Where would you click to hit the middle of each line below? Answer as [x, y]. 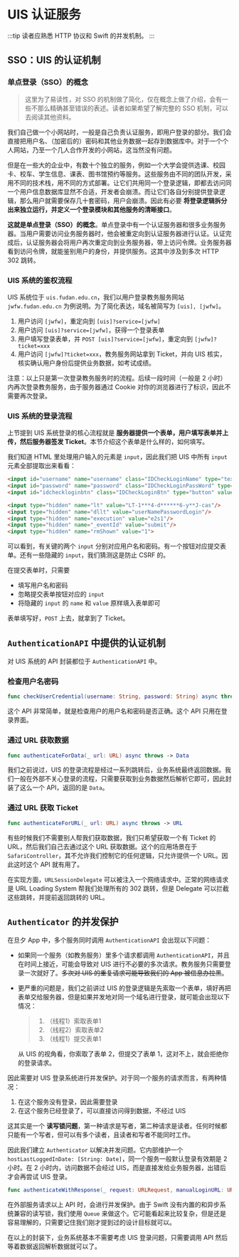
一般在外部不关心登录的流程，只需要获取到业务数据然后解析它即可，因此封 [122, 779]
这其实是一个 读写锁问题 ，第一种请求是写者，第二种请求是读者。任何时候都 [117, 1126]
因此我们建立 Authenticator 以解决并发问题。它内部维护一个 [95, 1150]
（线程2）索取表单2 [75, 1030]
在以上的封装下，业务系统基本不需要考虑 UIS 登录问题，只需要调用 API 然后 [118, 1238]
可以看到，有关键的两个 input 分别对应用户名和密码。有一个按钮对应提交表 [117, 546]
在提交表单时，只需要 [38, 571]
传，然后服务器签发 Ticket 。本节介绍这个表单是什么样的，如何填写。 [108, 442]
